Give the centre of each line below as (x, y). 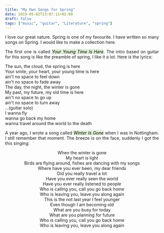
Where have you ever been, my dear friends (82, 169)
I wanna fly (16, 113)
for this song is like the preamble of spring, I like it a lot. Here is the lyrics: (79, 57)
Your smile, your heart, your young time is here (52, 72)
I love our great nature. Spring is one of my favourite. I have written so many (82, 37)
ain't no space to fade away (33, 82)
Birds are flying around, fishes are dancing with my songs (82, 163)
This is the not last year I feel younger (82, 200)
